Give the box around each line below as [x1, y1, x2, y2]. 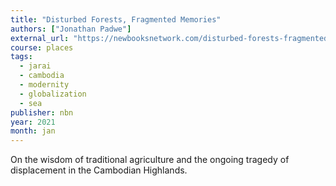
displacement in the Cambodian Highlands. [10, 164, 188, 176]
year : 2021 [10, 117, 56, 127]
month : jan [10, 126, 56, 136]
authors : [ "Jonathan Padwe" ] [10, 24, 132, 34]
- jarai [19, 61, 52, 71]
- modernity [19, 80, 70, 90]
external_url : [10, 33, 70, 43]
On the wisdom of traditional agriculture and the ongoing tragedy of [10, 154, 290, 166]
